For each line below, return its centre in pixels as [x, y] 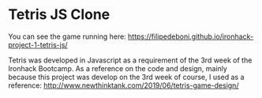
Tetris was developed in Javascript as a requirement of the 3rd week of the [130, 60]
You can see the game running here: [67, 36]
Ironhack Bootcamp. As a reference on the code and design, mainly [118, 68]
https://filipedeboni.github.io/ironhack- [191, 36]
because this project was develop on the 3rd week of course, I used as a [126, 77]
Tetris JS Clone [59, 15]
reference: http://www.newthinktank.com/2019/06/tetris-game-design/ [124, 85]
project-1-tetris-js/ [38, 44]
